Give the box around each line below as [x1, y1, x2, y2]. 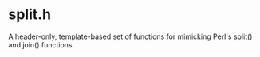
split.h [8, 6, 52, 24]
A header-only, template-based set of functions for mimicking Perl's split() [8, 32, 253, 41]
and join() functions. [8, 40, 75, 49]
